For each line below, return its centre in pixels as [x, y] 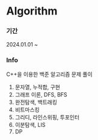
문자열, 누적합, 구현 [37, 87]
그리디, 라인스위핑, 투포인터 [47, 117]
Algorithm [32, 11]
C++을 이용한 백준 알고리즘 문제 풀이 [49, 74]
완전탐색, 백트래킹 [36, 102]
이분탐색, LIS [30, 124]
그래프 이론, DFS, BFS [41, 94]
